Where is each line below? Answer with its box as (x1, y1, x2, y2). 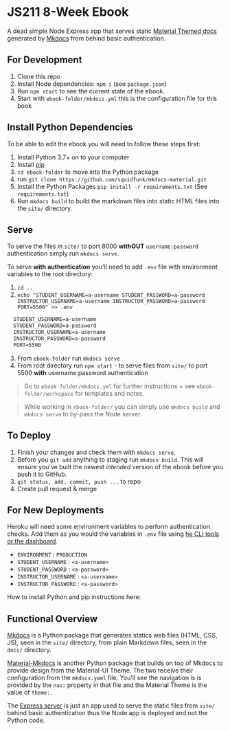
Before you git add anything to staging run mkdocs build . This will (16, 455, 204, 464)
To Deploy (7, 430, 51, 442)
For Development (7, 54, 82, 66)
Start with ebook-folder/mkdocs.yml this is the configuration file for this (16, 94, 218, 102)
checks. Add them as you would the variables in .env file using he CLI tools (7, 530, 220, 538)
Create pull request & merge (16, 484, 97, 493)
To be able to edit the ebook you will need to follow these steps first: (7, 139, 200, 148)
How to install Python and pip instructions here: (7, 593, 141, 601)
